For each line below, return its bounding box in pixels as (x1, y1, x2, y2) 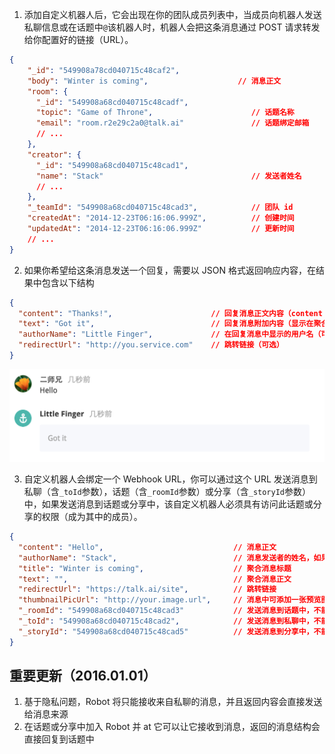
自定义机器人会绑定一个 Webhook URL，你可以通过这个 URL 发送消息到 (23, 473, 318, 485)
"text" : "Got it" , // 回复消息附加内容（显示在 (18, 319, 314, 329)
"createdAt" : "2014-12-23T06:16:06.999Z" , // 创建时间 (27, 213, 295, 223)
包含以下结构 (41, 276, 95, 288)
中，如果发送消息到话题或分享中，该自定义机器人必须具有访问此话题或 (23, 498, 314, 510)
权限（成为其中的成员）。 (41, 511, 143, 523)
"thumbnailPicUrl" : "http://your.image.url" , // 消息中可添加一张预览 (18, 595, 322, 605)
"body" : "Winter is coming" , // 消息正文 (27, 76, 282, 86)
